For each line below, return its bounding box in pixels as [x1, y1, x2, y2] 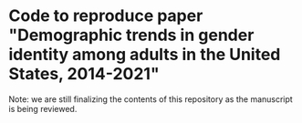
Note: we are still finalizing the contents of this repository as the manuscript [8, 93, 293, 105]
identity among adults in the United [8, 45, 281, 65]
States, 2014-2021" [8, 64, 161, 85]
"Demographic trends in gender [8, 25, 255, 46]
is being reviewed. [8, 103, 78, 114]
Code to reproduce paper [8, 5, 203, 26]
